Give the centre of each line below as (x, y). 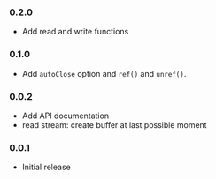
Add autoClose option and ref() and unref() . (104, 73)
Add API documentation (65, 116)
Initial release (46, 167)
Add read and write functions (75, 32)
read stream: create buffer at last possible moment (114, 124)
